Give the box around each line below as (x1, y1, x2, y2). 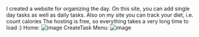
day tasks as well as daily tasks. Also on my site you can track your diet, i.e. (6, 11, 194, 18)
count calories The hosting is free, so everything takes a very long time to (6, 18, 189, 24)
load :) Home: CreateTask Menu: (6, 24, 109, 31)
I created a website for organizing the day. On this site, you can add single (6, 5, 190, 12)
